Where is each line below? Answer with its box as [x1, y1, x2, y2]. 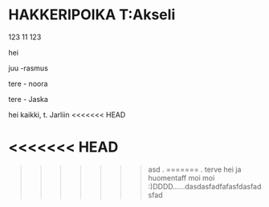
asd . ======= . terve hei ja [148, 164, 242, 174]
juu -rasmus [8, 63, 48, 73]
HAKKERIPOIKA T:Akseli [8, 6, 176, 24]
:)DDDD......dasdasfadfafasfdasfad [148, 181, 262, 191]
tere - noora [8, 79, 48, 88]
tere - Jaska [8, 94, 48, 103]
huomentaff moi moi [148, 172, 215, 182]
